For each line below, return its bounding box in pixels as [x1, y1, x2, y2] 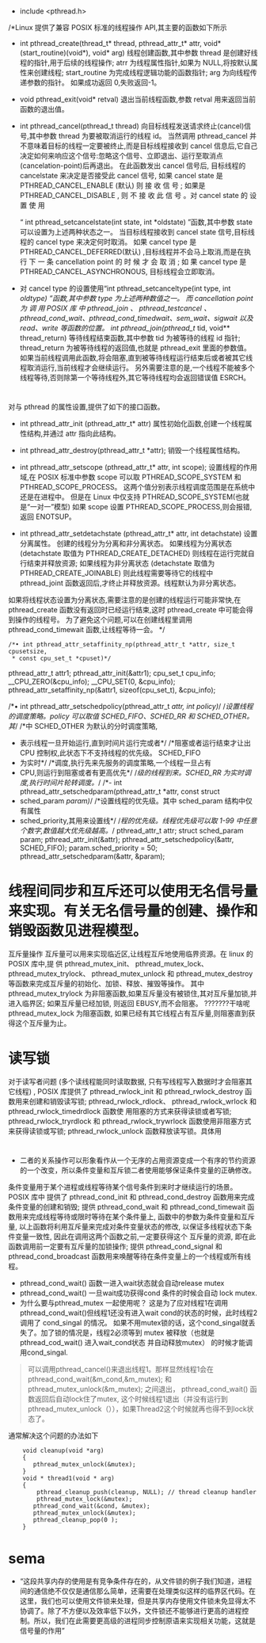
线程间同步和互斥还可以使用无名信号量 [8, 882, 259, 900]
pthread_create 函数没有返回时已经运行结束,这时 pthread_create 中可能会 [8, 605, 247, 615]
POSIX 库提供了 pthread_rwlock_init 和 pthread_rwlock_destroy [37, 1087, 244, 1096]
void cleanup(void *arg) [22, 1447, 104, 1455]
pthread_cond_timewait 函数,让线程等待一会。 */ [8, 625, 165, 635]
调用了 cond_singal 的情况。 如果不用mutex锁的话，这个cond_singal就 [19, 1318, 249, 1328]
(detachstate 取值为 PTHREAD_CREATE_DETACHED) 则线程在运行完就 [19, 549, 248, 558]
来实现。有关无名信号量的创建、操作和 [8, 902, 259, 920]
